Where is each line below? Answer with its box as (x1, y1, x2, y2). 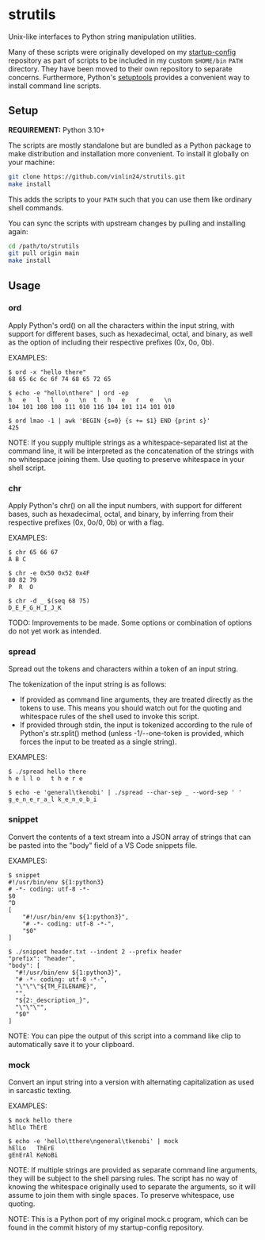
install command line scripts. (8, 81, 101, 90)
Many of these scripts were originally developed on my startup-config (8, 47, 237, 56)
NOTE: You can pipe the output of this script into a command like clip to (8, 1030, 241, 1041)
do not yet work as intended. (8, 626, 102, 636)
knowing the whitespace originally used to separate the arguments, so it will (8, 1182, 256, 1192)
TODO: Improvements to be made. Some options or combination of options (8, 618, 252, 628)
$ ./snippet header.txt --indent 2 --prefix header (8, 947, 182, 956)
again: (8, 226, 29, 236)
